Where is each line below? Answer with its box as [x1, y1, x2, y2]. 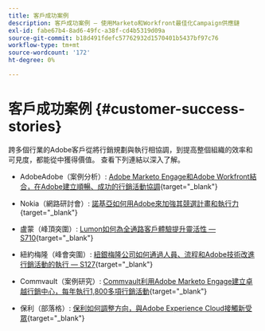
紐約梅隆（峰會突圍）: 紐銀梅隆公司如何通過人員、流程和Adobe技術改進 [19, 249, 255, 259]
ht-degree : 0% [8, 57, 56, 65]
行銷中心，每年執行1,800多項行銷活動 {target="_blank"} [26, 286, 208, 296]
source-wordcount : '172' [8, 49, 91, 57]
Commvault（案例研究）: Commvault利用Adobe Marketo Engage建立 [19, 276, 247, 286]
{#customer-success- [95, 100, 245, 118]
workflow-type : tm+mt [8, 41, 80, 49]
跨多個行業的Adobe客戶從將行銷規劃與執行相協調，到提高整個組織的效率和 [8, 144, 253, 154]
